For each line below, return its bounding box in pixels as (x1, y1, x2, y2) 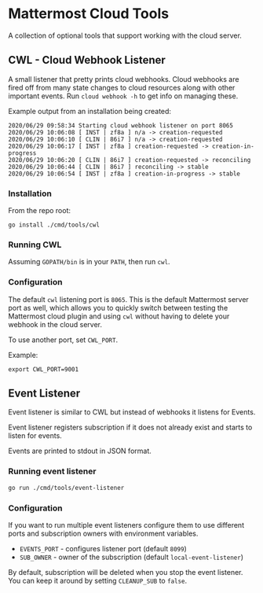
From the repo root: (8, 206, 71, 215)
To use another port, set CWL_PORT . (8, 335, 119, 344)
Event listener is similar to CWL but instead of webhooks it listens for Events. (8, 407, 256, 417)
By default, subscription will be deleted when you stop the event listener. (8, 567, 243, 576)
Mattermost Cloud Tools (8, 5, 170, 23)
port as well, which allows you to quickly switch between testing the (8, 303, 228, 312)
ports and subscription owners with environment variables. (8, 529, 199, 538)
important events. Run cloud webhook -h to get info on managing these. (8, 91, 239, 101)
